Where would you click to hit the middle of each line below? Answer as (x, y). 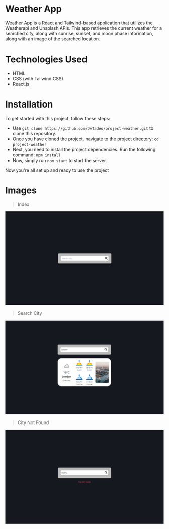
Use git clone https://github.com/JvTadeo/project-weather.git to (83, 128)
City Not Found (33, 422)
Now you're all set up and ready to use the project (57, 170)
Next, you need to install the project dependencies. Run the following (84, 149)
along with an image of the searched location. (53, 39)
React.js (21, 84)
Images (21, 190)
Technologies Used (47, 59)
